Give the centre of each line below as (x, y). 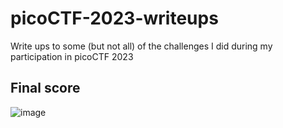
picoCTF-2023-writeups (114, 18)
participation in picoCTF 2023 (72, 56)
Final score (45, 88)
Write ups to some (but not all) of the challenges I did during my (141, 46)
